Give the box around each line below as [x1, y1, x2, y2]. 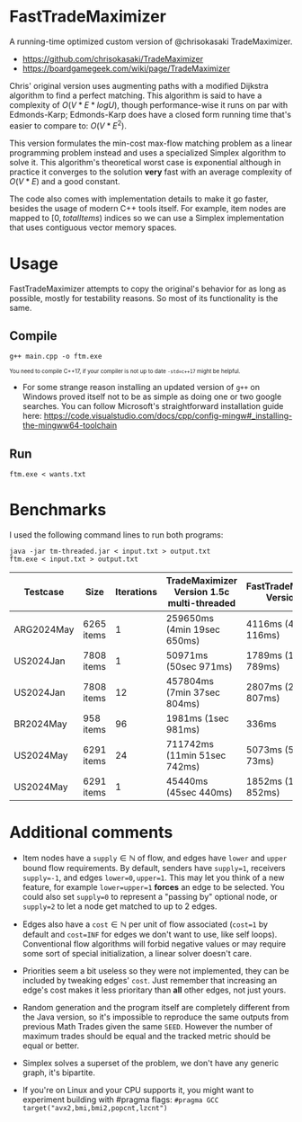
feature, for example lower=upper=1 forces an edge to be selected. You [22, 882, 285, 893]
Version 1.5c [173, 586, 230, 599]
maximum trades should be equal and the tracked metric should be [22, 1031, 271, 1042]
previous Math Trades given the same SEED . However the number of [22, 1021, 273, 1032]
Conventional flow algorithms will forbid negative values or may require [22, 939, 286, 949]
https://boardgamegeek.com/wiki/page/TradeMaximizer [22, 63, 231, 74]
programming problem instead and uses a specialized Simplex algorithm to [9, 147, 286, 158]
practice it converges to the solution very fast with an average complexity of [9, 166, 292, 177]
